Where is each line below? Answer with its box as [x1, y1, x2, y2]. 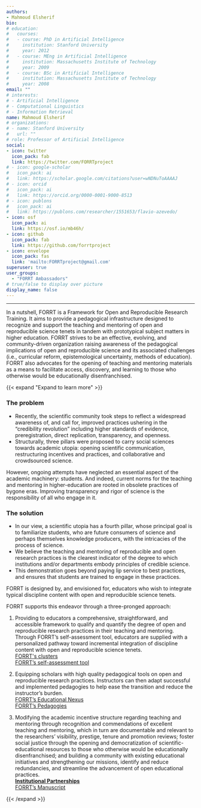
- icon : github [6, 231, 44, 237]
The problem [6, 399, 44, 407]
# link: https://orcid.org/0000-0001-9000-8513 [6, 192, 133, 198]
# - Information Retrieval [6, 109, 74, 115]
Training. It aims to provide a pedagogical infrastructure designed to [6, 315, 174, 322]
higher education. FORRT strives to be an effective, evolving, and [6, 334, 167, 342]
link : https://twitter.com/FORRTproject [11, 159, 114, 165]
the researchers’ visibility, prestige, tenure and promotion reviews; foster [14, 733, 194, 740]
